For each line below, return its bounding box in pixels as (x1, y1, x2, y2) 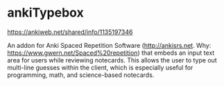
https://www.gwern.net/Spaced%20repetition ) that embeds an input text (7, 49, 215, 57)
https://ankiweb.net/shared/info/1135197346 (7, 28, 133, 36)
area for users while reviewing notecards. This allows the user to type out (7, 55, 217, 64)
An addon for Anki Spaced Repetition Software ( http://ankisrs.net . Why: (7, 41, 212, 49)
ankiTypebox (7, 5, 85, 21)
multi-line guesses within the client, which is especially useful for (7, 63, 193, 71)
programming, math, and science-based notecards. (7, 71, 155, 79)
